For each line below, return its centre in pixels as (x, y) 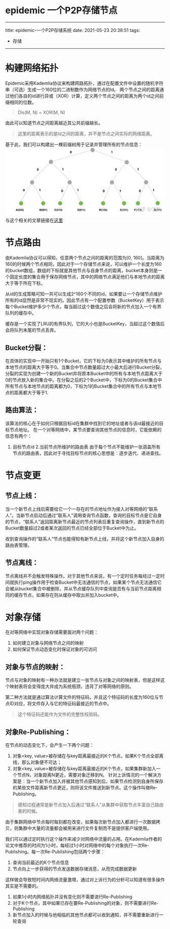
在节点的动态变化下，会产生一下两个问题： (50, 745)
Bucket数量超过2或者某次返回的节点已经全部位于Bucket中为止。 (72, 528)
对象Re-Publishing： (38, 732)
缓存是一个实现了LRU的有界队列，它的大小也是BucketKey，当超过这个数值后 (85, 324)
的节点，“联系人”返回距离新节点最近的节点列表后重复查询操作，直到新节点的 (85, 521)
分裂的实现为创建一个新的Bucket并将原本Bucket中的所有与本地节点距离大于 (84, 373)
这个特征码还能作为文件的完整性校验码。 (60, 714)
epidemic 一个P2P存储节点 (61, 10)
